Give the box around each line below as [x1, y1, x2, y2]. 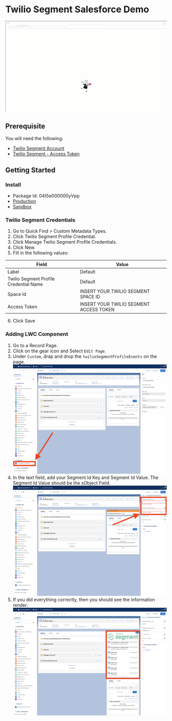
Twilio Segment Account [12, 145, 65, 152]
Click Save [12, 318, 35, 324]
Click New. [12, 245, 36, 251]
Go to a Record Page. [12, 342, 58, 348]
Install [5, 181, 21, 188]
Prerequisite [5, 122, 46, 130]
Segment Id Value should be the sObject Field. [12, 480, 111, 486]
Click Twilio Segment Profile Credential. [12, 233, 96, 239]
